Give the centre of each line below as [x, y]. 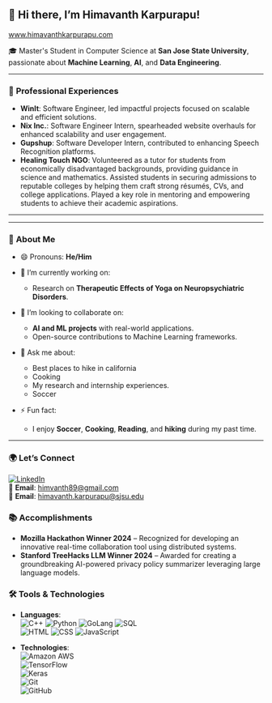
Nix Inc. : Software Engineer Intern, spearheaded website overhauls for [138, 126]
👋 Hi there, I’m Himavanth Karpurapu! [104, 15]
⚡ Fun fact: [38, 411]
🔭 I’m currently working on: [65, 273]
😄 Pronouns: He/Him [56, 257]
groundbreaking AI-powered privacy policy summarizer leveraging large [140, 564]
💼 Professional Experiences [64, 91]
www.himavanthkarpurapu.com [61, 34]
